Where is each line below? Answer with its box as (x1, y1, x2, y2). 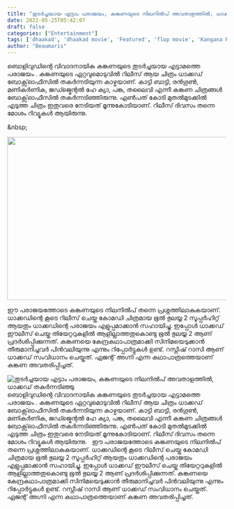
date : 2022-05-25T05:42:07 (7, 17, 86, 24)
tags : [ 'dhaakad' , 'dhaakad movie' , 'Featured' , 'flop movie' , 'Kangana (7, 36, 223, 43)
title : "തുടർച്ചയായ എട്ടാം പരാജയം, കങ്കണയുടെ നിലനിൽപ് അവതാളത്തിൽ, (7, 10, 214, 17)
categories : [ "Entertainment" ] (7, 29, 98, 37)
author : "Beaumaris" (7, 43, 68, 50)
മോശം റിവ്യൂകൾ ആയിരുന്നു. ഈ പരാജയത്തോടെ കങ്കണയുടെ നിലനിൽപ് (7, 438, 221, 445)
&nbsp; (7, 123, 28, 131)
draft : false (7, 23, 45, 30)
